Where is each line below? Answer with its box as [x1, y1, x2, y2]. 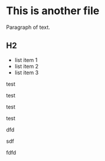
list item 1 [14, 56, 38, 63]
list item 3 [14, 69, 39, 76]
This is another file [6, 4, 100, 18]
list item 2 [14, 63, 39, 70]
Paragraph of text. [6, 24, 50, 31]
